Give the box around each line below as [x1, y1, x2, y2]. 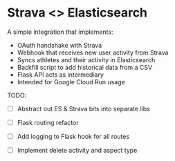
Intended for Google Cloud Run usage [17, 77, 126, 86]
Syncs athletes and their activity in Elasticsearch [17, 55, 156, 64]
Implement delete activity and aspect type [17, 146, 138, 155]
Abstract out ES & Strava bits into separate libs [17, 104, 150, 113]
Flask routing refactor [17, 119, 79, 126]
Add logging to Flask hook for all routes [17, 133, 130, 141]
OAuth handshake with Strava [17, 41, 102, 49]
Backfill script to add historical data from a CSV [17, 63, 153, 71]
